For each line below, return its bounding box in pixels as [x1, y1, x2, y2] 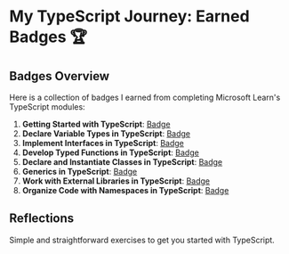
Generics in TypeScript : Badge [21, 167, 138, 176]
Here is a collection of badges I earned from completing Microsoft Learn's [9, 92, 281, 102]
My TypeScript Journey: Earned [9, 6, 251, 27]
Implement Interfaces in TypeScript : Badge [21, 138, 184, 148]
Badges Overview [9, 69, 109, 84]
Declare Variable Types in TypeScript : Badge [21, 128, 191, 139]
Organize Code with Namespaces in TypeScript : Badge [21, 185, 229, 195]
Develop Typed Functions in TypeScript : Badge [21, 147, 200, 158]
